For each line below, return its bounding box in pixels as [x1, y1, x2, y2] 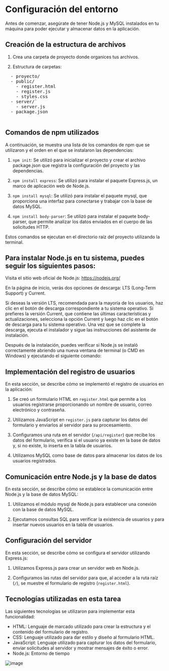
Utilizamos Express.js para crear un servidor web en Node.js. [12, 565, 140, 571]
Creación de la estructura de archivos [5, 40, 126, 49]
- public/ [10, 78, 35, 84]
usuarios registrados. [12, 458, 57, 464]
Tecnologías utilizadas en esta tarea [5, 595, 121, 603]
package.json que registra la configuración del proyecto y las [12, 162, 140, 168]
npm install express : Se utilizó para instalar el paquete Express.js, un [12, 177, 158, 183]
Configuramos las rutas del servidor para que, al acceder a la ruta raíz [12, 574, 158, 580]
